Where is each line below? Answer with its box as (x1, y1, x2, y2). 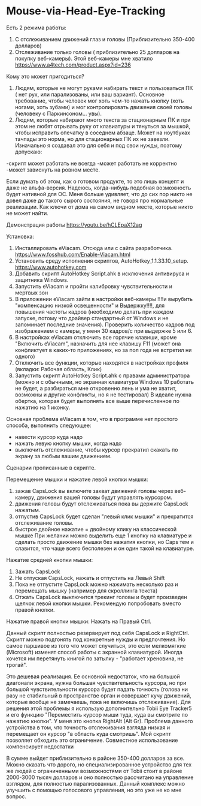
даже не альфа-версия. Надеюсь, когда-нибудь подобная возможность (6, 184, 191, 191)
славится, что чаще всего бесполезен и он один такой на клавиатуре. (14, 545, 194, 552)
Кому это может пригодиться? (6, 73, 85, 80)
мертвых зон (14, 289, 48, 296)
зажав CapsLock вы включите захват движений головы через (14, 487, 173, 494)
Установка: (6, 233, 35, 240)
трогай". (6, 661, 28, 668)
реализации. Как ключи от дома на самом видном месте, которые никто (6, 203, 193, 210)
